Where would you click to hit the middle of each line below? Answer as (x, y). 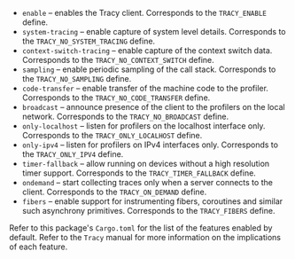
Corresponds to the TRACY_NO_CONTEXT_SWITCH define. (118, 60)
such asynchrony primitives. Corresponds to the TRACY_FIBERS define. (148, 211)
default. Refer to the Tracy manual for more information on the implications (145, 237)
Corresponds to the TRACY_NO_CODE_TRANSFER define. (116, 98)
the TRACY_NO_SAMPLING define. (77, 78)
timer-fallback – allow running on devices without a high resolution (146, 164)
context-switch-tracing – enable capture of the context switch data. (147, 51)
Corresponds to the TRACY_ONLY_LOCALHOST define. (112, 135)
